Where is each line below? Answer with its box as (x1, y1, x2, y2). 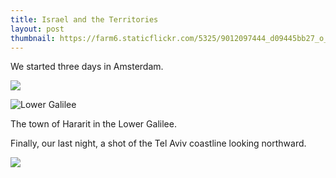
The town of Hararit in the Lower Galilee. (10, 118, 177, 130)
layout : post (10, 24, 65, 34)
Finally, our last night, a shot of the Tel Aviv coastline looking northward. (10, 137, 307, 150)
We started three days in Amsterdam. (10, 61, 164, 73)
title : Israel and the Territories (10, 14, 159, 25)
